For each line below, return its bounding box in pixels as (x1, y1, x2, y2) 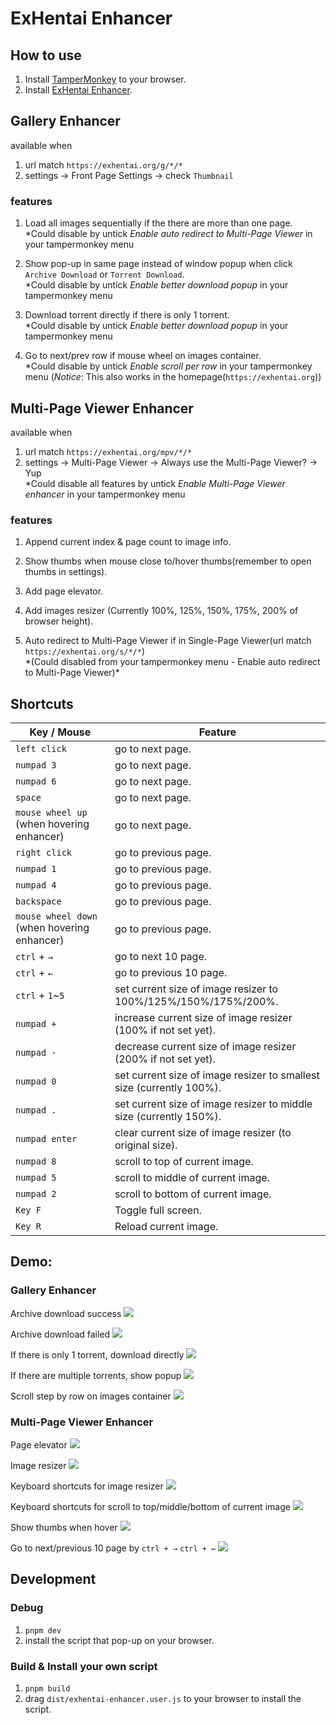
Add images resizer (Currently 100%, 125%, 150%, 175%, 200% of (24, 605, 299, 617)
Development (10, 1571, 97, 1588)
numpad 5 (15, 1172, 57, 1184)
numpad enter (15, 1133, 78, 1145)
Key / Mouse (29, 725, 92, 739)
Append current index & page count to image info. (24, 536, 232, 548)
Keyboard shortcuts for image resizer (10, 1480, 164, 1492)
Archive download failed (10, 1328, 111, 1340)
